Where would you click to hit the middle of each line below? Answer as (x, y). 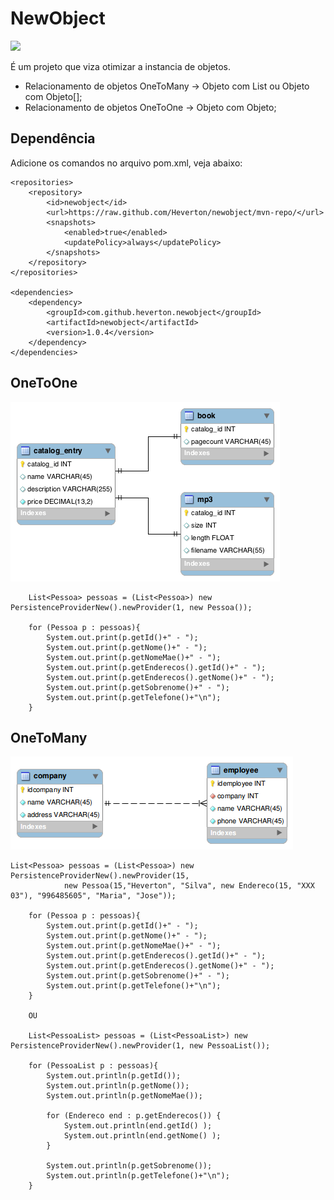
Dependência (53, 138)
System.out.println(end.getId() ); (138, 1126)
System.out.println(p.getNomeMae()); (124, 1096)
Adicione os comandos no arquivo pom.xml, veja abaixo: (126, 163)
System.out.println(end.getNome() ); (142, 1136)
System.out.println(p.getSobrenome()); (129, 1166)
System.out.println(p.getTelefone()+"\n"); (138, 1176)
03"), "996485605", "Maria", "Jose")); (93, 896)
